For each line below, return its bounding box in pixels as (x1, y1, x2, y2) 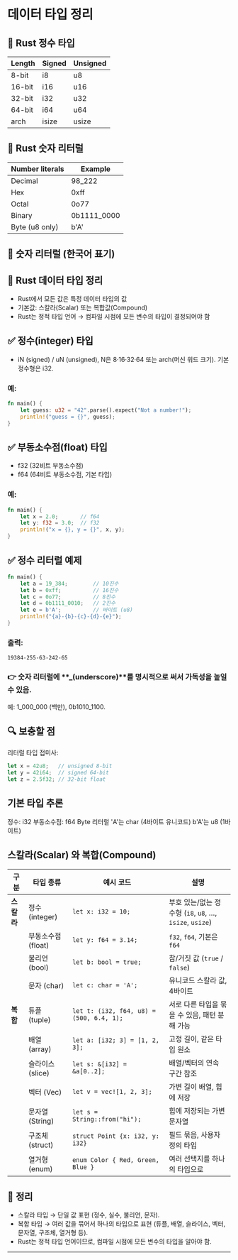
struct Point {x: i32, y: (72, 1132, 160, 1140)
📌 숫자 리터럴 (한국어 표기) (7, 248, 115, 260)
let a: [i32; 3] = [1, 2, (72, 1036, 160, 1044)
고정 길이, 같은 (169, 1034, 215, 1043)
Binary (11, 210, 33, 220)
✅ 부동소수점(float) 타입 (7, 442, 108, 454)
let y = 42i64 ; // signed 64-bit (7, 769, 110, 777)
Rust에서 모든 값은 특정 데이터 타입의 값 (17, 295, 127, 303)
